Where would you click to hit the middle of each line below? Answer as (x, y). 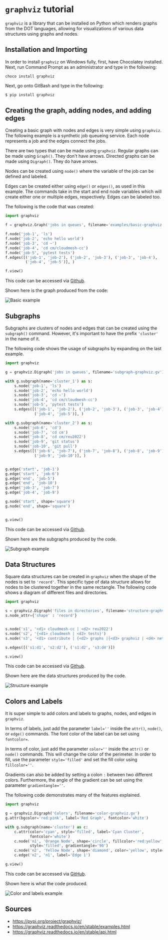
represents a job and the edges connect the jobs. (56, 141)
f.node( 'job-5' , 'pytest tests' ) (40, 253)
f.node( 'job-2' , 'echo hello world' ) (44, 239)
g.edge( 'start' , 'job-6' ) (32, 474)
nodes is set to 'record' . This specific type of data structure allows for (78, 582)
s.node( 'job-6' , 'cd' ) (38, 428)
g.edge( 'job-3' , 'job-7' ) (32, 488)
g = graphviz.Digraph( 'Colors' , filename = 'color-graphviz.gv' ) (72, 813)
